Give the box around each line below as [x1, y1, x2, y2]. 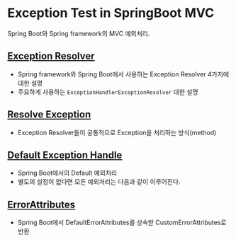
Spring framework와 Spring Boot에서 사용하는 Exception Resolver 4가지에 [17, 69, 229, 79]
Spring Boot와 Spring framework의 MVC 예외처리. [7, 29, 150, 38]
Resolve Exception [7, 108, 91, 121]
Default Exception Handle [7, 149, 123, 161]
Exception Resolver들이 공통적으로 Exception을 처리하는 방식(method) [17, 128, 217, 137]
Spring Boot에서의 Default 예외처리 [17, 168, 118, 178]
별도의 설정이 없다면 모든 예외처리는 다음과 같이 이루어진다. [17, 178, 181, 186]
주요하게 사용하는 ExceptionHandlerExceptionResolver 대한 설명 [17, 87, 198, 96]
